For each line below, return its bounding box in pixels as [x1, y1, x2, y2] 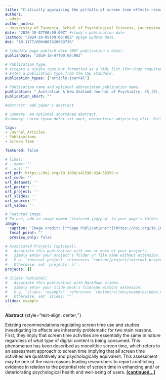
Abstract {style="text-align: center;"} [5, 312, 82, 318]
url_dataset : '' [5, 180, 39, 185]
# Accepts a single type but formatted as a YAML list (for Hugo [5, 66, 142, 72]
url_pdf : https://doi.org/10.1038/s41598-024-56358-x [5, 171, 119, 176]
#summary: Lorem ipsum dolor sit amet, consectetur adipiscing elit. [5, 116, 152, 121]
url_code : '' [5, 175, 32, 181]
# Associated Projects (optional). [5, 243, 79, 249]
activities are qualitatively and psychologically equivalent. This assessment [5, 353, 158, 359]
